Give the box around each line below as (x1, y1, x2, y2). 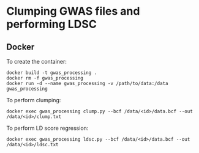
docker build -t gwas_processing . (6, 70, 97, 76)
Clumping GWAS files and (6, 4, 140, 18)
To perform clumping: (6, 97, 61, 103)
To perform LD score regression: (6, 124, 89, 132)
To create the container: (6, 58, 67, 65)
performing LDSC (6, 17, 97, 31)
